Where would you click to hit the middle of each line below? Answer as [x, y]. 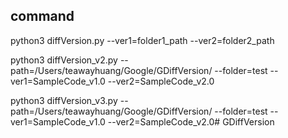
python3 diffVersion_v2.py [64, 60]
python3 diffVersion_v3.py [64, 100]
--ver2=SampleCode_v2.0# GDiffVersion [191, 121]
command [42, 16]
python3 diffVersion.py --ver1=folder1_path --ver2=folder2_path [142, 40]
